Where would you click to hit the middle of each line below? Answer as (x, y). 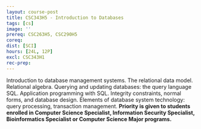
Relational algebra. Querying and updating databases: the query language (99, 86)
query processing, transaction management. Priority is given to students (98, 106)
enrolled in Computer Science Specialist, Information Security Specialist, (100, 113)
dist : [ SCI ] (21, 46)
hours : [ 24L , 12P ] (30, 52)
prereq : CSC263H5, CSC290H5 (42, 35)
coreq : (15, 40)
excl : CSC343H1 (26, 57)
